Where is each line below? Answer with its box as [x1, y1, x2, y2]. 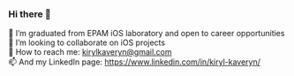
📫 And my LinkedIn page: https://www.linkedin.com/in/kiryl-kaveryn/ [8, 57, 261, 67]
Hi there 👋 [8, 8, 52, 20]
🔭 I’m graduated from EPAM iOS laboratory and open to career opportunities [8, 28, 285, 39]
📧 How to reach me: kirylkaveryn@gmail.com [8, 47, 172, 57]
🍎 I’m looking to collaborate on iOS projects [8, 37, 165, 48]
